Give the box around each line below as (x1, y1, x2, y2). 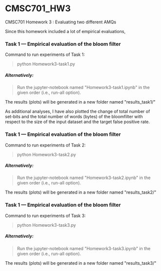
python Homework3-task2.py (17, 151, 76, 157)
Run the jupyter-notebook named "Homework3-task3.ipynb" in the (17, 245, 151, 251)
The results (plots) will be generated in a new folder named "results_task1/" (5, 99, 156, 105)
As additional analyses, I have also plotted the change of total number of (5, 108, 150, 114)
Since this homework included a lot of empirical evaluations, (5, 28, 125, 34)
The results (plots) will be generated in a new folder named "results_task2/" (5, 189, 157, 195)
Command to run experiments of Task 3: (5, 213, 86, 218)
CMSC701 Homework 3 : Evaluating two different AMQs (5, 19, 117, 25)
